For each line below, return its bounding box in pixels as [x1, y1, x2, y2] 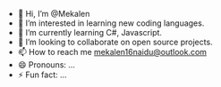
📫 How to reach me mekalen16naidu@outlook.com [17, 47, 208, 57]
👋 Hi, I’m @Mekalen [17, 9, 90, 19]
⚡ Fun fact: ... [17, 69, 67, 80]
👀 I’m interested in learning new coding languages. [17, 18, 205, 28]
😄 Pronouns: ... [17, 59, 76, 70]
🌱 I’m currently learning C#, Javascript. [17, 28, 163, 37]
